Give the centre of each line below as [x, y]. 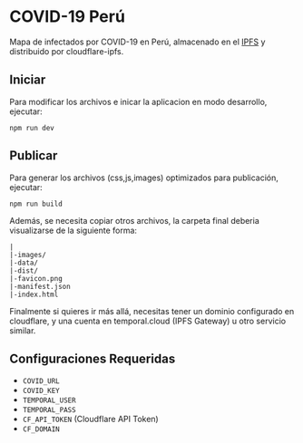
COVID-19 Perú [67, 17]
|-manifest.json [40, 286]
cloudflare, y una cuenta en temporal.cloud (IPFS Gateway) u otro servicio [148, 321]
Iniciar [28, 80]
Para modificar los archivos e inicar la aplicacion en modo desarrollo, [138, 101]
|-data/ [24, 263]
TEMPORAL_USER [49, 400]
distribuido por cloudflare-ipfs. [67, 51]
